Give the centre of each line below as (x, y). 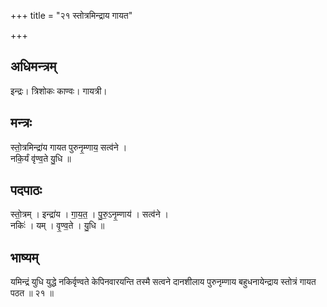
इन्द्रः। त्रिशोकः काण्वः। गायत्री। (59, 91)
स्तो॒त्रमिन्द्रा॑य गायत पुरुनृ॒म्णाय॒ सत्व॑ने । (69, 147)
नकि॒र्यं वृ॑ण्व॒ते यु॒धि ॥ (41, 158)
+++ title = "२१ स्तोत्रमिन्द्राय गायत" (71, 15)
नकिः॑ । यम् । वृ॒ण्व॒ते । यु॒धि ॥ (57, 226)
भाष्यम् (24, 257)
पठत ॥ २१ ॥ (32, 293)
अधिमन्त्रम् (33, 66)
